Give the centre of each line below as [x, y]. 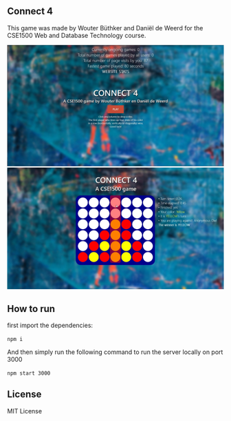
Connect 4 [30, 11]
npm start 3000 [29, 373]
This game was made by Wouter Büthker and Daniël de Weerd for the [105, 28]
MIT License [25, 411]
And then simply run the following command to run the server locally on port [115, 352]
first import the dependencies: [50, 325]
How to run [31, 309]
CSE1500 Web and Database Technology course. [77, 35]
